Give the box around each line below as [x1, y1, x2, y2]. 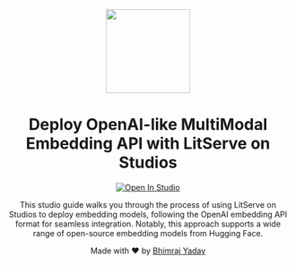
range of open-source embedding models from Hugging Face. [32, 227, 264, 238]
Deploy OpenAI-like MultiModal [28, 115, 268, 135]
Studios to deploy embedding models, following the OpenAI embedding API [8, 209, 288, 219]
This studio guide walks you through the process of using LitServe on [19, 199, 277, 209]
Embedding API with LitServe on [25, 133, 271, 154]
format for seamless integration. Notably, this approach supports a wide [14, 218, 282, 229]
